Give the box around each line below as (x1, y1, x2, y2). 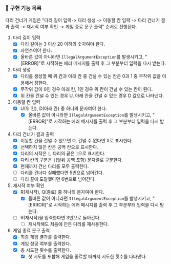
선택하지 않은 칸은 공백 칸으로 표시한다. (20, 144, 99, 150)
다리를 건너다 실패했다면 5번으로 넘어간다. (20, 169, 104, 176)
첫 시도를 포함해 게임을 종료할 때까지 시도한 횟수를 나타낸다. (28, 253, 147, 259)
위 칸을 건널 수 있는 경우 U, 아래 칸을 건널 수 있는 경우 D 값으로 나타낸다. (20, 92, 164, 99)
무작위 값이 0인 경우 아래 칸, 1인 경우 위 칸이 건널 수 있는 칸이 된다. (20, 86, 153, 92)
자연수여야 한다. (20, 47, 52, 53)
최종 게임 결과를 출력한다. (20, 234, 72, 240)
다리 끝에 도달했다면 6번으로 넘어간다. (20, 176, 96, 182)
